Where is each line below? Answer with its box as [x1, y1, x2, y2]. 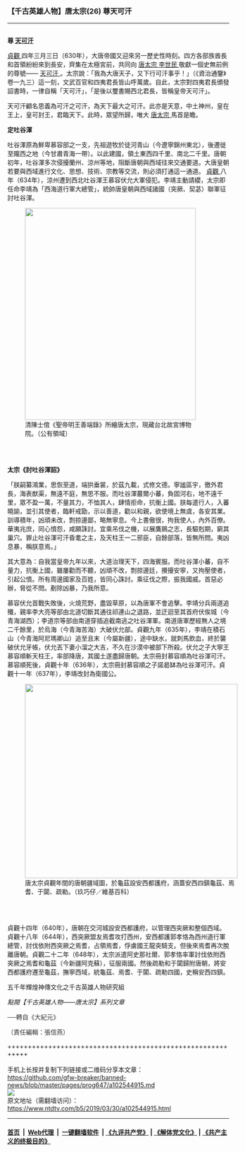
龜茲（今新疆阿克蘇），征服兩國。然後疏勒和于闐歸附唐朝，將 [44, 959, 220, 968]
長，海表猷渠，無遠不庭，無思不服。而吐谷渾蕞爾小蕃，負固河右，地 [7, 489, 205, 498]
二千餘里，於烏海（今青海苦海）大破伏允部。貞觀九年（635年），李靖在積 [7, 625, 220, 634]
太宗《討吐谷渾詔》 [7, 465, 63, 474]
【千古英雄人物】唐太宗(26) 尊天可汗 [7, 6, 132, 16]
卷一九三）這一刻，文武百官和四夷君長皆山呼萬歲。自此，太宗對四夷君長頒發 [7, 78, 230, 86]
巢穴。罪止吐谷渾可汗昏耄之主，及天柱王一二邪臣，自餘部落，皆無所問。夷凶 [7, 533, 230, 542]
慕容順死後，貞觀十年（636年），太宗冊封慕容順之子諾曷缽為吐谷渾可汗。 [7, 660, 220, 669]
